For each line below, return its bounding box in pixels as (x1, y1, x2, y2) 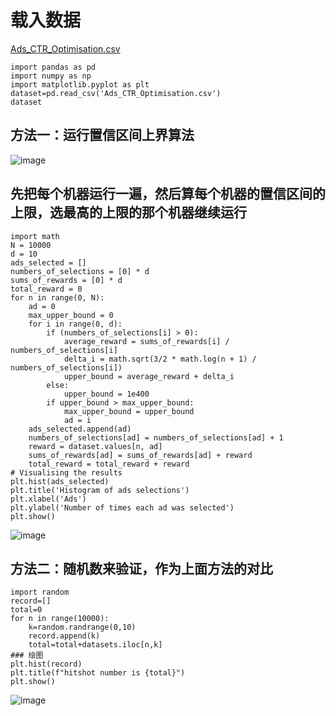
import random (10, 587, 70, 598)
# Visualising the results (10, 467, 123, 478)
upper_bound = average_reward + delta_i (63, 371, 235, 381)
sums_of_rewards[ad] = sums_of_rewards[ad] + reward (28, 450, 253, 460)
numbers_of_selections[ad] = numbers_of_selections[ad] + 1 (28, 432, 284, 443)
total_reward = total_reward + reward (28, 459, 190, 469)
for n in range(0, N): (10, 292, 105, 303)
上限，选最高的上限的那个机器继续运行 (10, 204, 247, 221)
